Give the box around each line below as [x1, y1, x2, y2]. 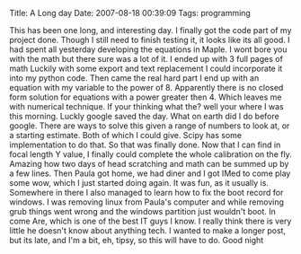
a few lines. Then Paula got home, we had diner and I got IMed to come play [9, 168, 291, 179]
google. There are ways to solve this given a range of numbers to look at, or [9, 120, 290, 131]
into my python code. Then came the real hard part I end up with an [9, 73, 260, 83]
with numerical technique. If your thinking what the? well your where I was [9, 101, 285, 111]
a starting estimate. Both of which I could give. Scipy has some [9, 130, 243, 140]
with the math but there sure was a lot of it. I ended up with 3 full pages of [9, 54, 283, 64]
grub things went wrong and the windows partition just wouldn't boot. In [9, 206, 277, 216]
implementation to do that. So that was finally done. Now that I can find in [9, 139, 281, 150]
